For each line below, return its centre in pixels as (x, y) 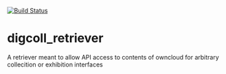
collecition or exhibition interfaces (55, 64)
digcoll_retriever (55, 38)
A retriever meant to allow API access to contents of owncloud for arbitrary (113, 57)
